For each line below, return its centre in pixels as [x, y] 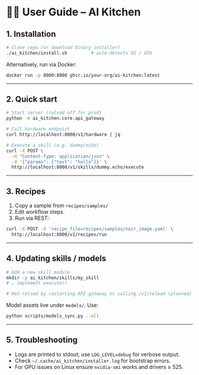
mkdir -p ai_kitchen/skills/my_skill [53, 278]
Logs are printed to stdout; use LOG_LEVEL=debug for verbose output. [97, 354]
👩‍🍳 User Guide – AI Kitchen [73, 12]
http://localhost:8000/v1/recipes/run [60, 235]
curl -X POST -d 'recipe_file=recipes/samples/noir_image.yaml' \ [90, 229]
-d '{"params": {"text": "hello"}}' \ [60, 162]
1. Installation [31, 34]
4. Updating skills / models [56, 259]
